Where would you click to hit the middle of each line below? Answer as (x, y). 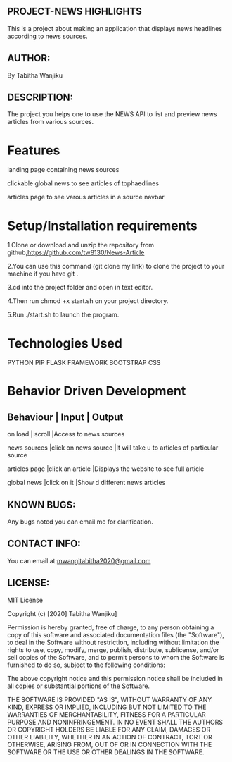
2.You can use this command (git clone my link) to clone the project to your (116, 266)
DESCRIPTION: (40, 98)
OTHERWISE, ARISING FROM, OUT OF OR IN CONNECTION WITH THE (110, 744)
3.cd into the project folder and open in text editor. (80, 288)
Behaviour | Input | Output (65, 417)
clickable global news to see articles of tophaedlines (83, 183)
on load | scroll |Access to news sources (66, 434)
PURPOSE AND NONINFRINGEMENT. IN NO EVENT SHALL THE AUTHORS (115, 722)
